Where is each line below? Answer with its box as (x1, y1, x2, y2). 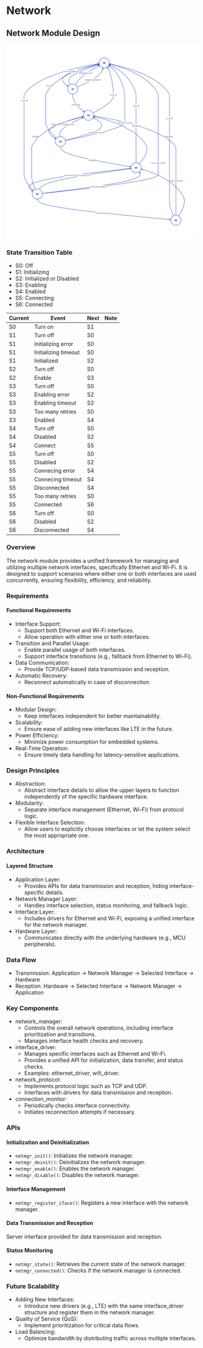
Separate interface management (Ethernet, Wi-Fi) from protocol (24, 806, 184, 813)
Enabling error (34, 391, 70, 399)
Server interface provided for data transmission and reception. (6, 1233, 163, 1240)
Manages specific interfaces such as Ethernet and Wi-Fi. (24, 1050, 167, 1058)
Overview (6, 543, 36, 551)
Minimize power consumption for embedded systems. (24, 738, 159, 746)
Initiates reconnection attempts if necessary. (24, 1108, 136, 1116)
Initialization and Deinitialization (6, 1139, 89, 1146)
